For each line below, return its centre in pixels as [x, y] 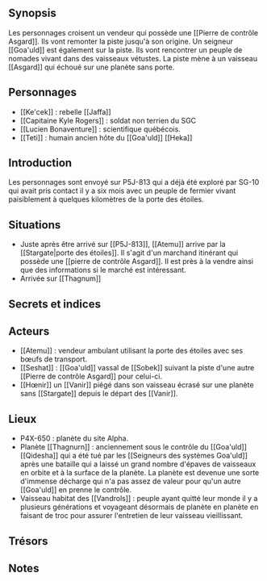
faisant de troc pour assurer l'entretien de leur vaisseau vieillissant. [131, 516]
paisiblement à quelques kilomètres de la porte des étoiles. [106, 199]
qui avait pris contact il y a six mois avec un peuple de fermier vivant [122, 191]
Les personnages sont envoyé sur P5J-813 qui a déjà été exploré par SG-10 [134, 182]
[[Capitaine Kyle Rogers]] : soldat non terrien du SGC [108, 120]
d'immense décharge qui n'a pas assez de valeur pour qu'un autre [130, 481]
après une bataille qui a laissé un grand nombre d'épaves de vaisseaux [138, 464]
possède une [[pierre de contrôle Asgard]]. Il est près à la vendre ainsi [137, 261]
